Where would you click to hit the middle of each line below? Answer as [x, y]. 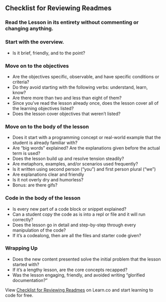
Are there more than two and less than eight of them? [67, 98]
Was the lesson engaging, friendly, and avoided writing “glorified [79, 275]
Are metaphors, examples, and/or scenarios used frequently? [75, 164]
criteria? [21, 82]
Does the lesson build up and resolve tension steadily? [68, 158]
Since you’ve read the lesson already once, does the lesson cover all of [85, 103]
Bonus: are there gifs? [35, 185]
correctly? [23, 219]
